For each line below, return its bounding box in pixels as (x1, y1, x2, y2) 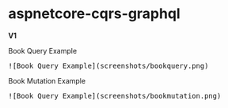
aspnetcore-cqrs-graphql (8, 5, 180, 23)
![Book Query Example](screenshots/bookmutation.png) (8, 91, 222, 100)
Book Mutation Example (8, 76, 85, 85)
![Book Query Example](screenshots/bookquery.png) (8, 61, 209, 70)
